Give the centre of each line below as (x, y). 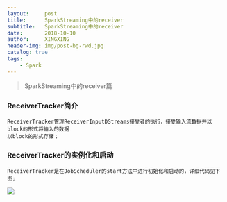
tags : (15, 59)
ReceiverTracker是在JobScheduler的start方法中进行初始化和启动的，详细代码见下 (114, 171)
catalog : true (28, 53)
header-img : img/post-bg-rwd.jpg (56, 46)
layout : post (32, 14)
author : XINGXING (39, 40)
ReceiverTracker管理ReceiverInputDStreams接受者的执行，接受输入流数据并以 (110, 121)
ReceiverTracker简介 (43, 106)
